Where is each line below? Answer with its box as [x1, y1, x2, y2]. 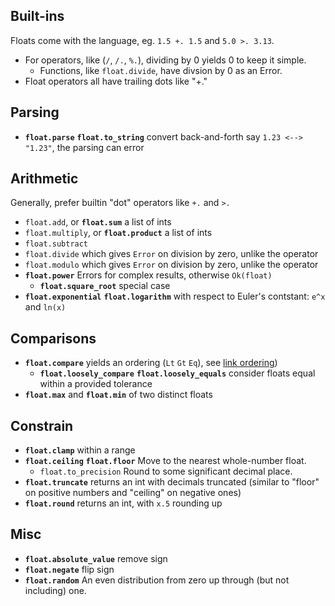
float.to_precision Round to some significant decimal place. [39, 465, 293, 478]
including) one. [24, 584, 87, 596]
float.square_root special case [39, 280, 171, 292]
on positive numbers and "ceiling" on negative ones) [24, 487, 242, 499]
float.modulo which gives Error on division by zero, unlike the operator [24, 259, 319, 271]
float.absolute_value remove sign [24, 552, 168, 564]
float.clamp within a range [24, 444, 136, 456]
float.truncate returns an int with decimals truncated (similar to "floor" [24, 476, 320, 488]
